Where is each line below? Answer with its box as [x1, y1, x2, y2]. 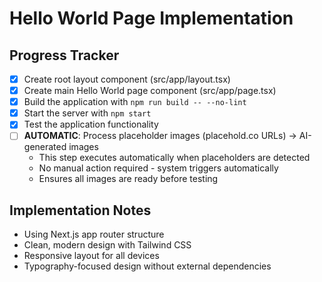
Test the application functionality [23, 118, 159, 131]
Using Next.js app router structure [23, 228, 165, 241]
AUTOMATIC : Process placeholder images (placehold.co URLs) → [23, 130, 297, 142]
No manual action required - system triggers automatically [38, 162, 279, 174]
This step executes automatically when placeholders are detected [38, 152, 311, 164]
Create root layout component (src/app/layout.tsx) [23, 73, 231, 85]
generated [23, 141, 67, 153]
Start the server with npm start [23, 107, 152, 119]
